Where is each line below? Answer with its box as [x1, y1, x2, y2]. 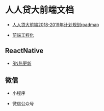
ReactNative [5, 47, 44, 55]
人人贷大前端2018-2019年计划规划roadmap [12, 22, 99, 28]
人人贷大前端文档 [5, 4, 75, 16]
